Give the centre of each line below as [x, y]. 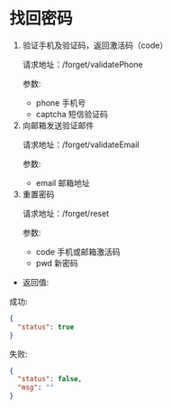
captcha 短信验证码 [72, 114]
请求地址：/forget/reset [66, 213]
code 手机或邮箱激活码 [78, 251]
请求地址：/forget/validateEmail [81, 144]
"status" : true [46, 327]
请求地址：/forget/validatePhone [82, 64]
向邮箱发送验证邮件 [58, 125]
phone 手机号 [61, 102]
